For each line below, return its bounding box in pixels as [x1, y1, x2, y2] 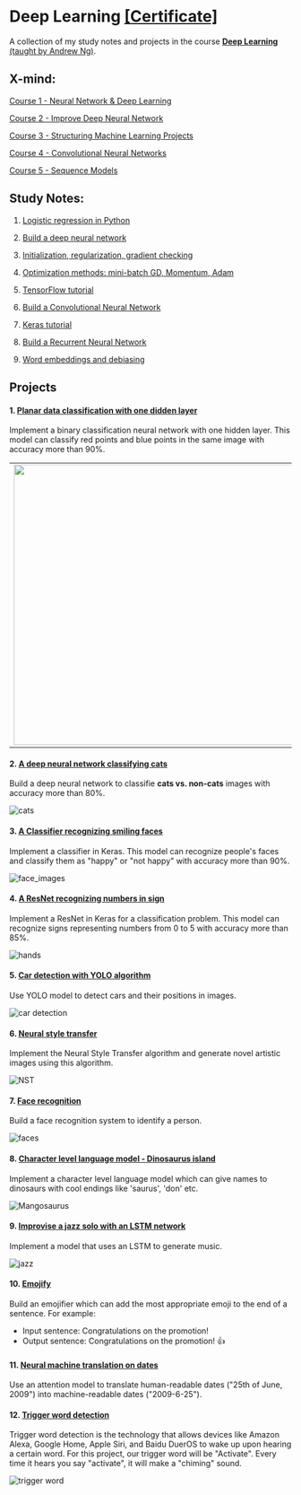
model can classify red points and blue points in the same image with [9, 434, 264, 445]
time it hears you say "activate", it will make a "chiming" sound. [9, 1458, 242, 1469]
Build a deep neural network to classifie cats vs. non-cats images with [9, 778, 271, 789]
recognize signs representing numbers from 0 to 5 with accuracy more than [9, 922, 288, 933]
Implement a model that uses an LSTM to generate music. [9, 1240, 222, 1251]
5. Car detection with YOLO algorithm [9, 970, 151, 981]
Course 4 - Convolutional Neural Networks [9, 147, 168, 158]
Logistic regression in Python [21, 214, 131, 225]
